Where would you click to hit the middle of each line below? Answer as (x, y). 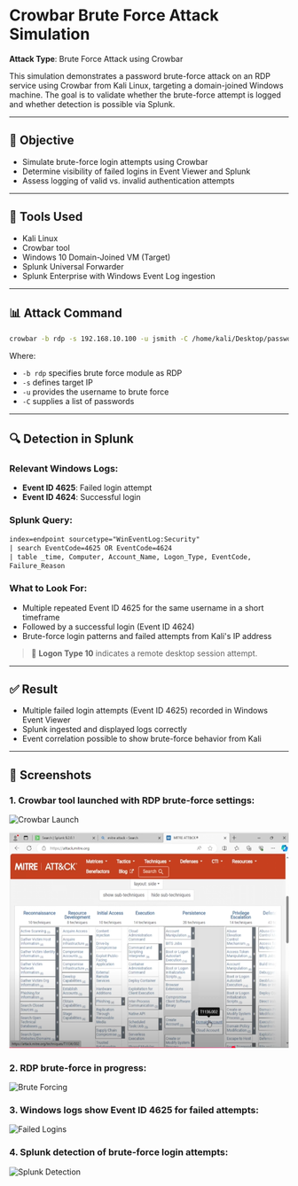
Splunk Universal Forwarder (73, 266)
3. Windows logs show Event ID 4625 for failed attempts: (134, 1111)
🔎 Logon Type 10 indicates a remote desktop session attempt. (144, 653)
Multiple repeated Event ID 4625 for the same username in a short (143, 607)
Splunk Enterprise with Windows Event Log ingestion (118, 276)
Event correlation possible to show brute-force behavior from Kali (141, 739)
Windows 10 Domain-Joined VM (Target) (96, 257)
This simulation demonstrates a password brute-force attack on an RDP (140, 75)
